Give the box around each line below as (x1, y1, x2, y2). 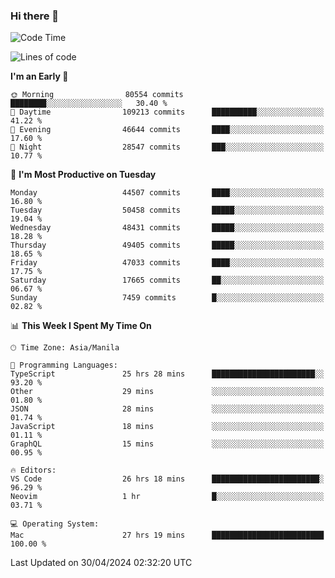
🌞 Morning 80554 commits (10, 90, 184, 100)
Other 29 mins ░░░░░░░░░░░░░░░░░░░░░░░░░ (10, 387, 325, 397)
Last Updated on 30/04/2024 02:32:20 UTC (10, 557, 193, 569)
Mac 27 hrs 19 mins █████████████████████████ (10, 530, 325, 541)
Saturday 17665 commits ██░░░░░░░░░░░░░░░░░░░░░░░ (10, 275, 325, 286)
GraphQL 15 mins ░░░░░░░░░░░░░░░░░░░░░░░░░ (10, 439, 325, 449)
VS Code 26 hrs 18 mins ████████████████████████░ (10, 474, 325, 484)
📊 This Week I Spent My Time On (10, 320, 152, 332)
